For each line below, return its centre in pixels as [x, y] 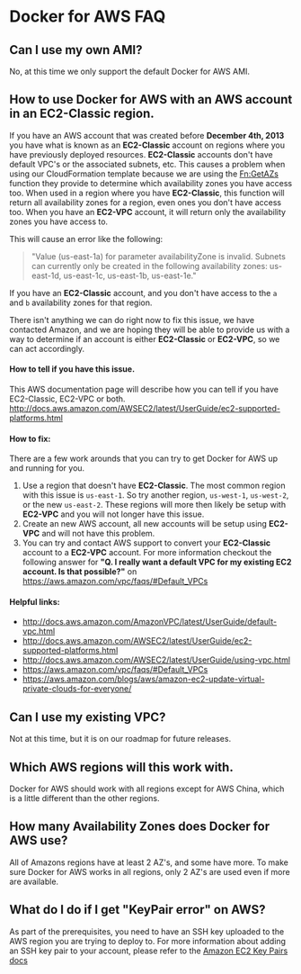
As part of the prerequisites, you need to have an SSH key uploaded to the [147, 931]
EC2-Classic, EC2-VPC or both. [67, 399]
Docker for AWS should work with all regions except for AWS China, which [147, 789]
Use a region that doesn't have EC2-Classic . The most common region [154, 486]
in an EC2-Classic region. [82, 114]
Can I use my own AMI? [76, 50]
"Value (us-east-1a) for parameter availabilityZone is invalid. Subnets [158, 256]
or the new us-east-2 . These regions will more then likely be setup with [154, 505]
